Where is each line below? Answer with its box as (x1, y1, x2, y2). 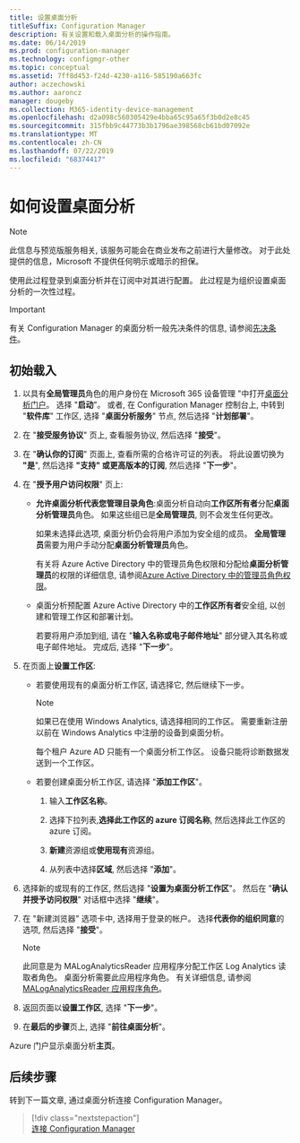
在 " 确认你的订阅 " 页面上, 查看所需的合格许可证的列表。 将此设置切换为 (21, 449, 285, 460)
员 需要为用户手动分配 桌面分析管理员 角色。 (35, 540, 193, 550)
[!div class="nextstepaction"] (30, 1113, 140, 1123)
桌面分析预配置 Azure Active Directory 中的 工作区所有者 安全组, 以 (35, 600, 278, 610)
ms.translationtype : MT (9, 130, 99, 139)
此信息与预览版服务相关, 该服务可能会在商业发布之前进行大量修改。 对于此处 (9, 245, 291, 255)
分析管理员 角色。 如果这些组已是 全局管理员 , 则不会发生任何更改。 (35, 509, 279, 520)
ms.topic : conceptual (9, 64, 90, 73)
